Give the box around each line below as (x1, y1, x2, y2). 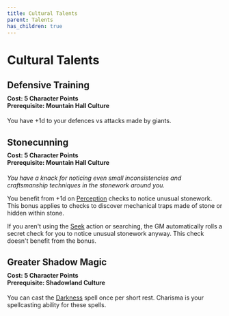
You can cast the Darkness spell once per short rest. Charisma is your (7, 293, 204, 302)
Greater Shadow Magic (7, 256, 107, 268)
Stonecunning (7, 136, 69, 148)
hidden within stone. (7, 209, 65, 217)
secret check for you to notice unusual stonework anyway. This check (7, 229, 204, 237)
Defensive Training (7, 79, 90, 91)
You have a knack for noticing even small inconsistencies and (7, 174, 182, 182)
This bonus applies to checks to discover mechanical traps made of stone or (7, 201, 223, 209)
